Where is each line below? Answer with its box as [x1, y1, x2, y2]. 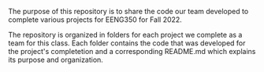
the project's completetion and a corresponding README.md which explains [8, 47, 256, 56]
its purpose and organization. [8, 55, 104, 64]
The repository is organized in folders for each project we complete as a [8, 31, 243, 39]
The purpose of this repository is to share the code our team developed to [8, 7, 249, 16]
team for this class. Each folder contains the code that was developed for [8, 38, 246, 48]
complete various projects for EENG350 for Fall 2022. [8, 15, 183, 24]
